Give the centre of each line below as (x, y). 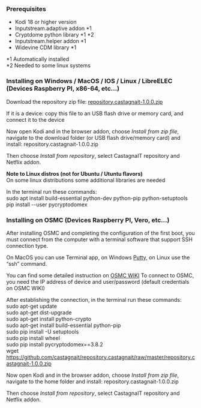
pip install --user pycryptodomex (47, 204)
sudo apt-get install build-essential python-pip (64, 325)
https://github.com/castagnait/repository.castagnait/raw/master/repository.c (100, 357)
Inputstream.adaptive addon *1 (53, 28)
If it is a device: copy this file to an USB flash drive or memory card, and (95, 113)
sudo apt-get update (31, 306)
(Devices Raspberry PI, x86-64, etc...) (63, 89)
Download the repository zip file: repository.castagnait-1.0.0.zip (85, 101)
